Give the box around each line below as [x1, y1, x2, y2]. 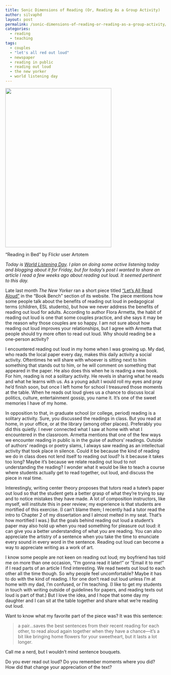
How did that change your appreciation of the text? [5, 664, 112, 670]
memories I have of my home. [5, 400, 68, 406]
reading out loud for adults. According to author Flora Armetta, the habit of [5, 309, 162, 315]
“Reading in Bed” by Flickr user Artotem [5, 251, 89, 257]
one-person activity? [5, 336, 49, 342]
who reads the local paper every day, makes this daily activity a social [5, 351, 152, 357]
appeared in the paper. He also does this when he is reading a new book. [5, 367, 159, 373]
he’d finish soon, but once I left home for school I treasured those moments [5, 384, 163, 390]
